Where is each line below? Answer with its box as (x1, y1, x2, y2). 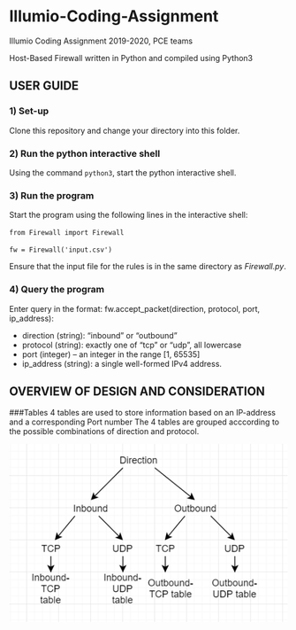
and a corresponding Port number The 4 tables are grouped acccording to (9, 416, 280, 427)
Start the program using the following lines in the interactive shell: (9, 210, 248, 221)
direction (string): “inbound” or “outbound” (21, 330, 178, 340)
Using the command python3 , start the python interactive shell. (9, 167, 237, 178)
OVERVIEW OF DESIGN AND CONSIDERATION (9, 384, 265, 399)
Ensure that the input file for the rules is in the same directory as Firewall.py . (9, 261, 287, 272)
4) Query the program (9, 284, 105, 296)
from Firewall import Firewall (9, 229, 125, 237)
